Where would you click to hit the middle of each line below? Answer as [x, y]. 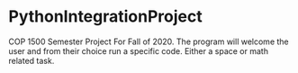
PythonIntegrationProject [106, 17]
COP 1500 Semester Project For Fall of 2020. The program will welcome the [149, 41]
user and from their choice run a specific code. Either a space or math [139, 50]
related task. [32, 60]
